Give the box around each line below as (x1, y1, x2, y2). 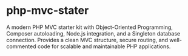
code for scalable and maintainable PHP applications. (37, 43, 171, 50)
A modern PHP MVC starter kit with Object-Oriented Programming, (6, 23, 173, 31)
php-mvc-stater (6, 4, 89, 17)
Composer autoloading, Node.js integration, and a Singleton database (6, 30, 181, 37)
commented (6, 43, 36, 50)
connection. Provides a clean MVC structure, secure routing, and (6, 36, 169, 43)
